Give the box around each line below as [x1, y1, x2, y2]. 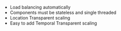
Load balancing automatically [9, 4, 71, 10]
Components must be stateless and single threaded [9, 9, 116, 15]
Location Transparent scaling [9, 15, 70, 20]
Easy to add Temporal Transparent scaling [9, 20, 97, 26]
